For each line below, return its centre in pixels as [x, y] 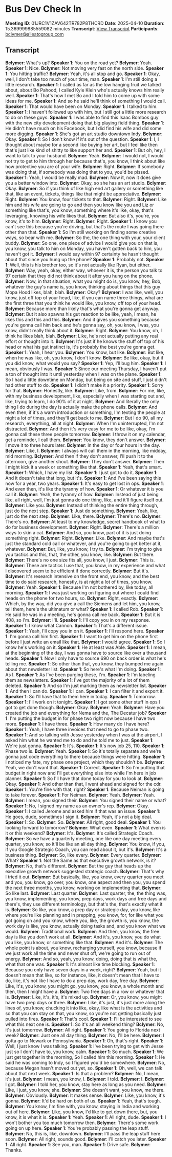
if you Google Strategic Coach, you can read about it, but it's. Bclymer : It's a [86, 849]
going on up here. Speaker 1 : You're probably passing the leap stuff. [77, 1128]
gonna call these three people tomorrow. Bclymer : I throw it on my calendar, [86, 434]
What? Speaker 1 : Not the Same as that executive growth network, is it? [81, 860]
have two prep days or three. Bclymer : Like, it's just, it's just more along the [85, 1002]
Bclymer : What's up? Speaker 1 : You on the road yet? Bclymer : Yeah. [79, 63]
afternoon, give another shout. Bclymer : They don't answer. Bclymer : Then [85, 461]
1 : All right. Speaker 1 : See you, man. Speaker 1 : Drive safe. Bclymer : [78, 1144]
